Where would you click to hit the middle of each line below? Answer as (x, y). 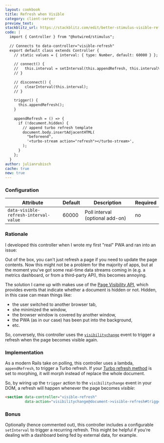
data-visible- (24, 210)
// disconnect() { (32, 82)
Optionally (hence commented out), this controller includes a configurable (79, 425)
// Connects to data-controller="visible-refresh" (62, 46)
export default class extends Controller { (54, 50)
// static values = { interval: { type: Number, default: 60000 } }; (86, 55)
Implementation (24, 352)
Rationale (17, 234)
